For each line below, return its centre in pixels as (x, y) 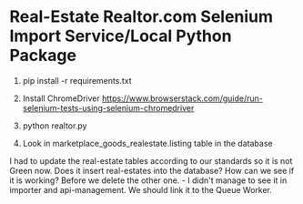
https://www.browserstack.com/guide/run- (182, 98)
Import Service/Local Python (121, 36)
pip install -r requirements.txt (77, 80)
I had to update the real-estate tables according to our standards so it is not (151, 160)
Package (43, 56)
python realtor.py (55, 126)
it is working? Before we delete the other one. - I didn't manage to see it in (148, 180)
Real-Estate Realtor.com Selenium (141, 17)
